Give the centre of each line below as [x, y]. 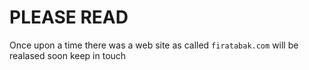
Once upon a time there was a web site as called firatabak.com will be [154, 45]
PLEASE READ [69, 17]
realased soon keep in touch [68, 55]
